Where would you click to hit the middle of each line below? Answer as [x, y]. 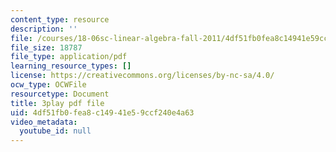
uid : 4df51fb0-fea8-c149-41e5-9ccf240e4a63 [102, 112]
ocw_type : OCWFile [48, 85]
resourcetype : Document [60, 94]
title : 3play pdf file [57, 103]
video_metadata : [44, 122]
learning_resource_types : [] [71, 66]
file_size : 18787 [46, 47]
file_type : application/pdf [69, 57]
